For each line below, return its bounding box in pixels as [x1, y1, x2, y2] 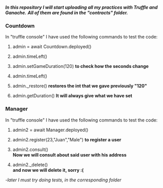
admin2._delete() [12, 162, 48, 168]
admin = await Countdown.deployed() [12, 44, 92, 50]
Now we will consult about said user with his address [12, 152, 127, 158]
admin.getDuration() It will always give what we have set [12, 93, 133, 99]
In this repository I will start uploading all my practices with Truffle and [5, 5, 158, 10]
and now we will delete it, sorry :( [12, 167, 84, 173]
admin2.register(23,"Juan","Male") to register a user [12, 136, 121, 142]
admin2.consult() [12, 146, 49, 153]
